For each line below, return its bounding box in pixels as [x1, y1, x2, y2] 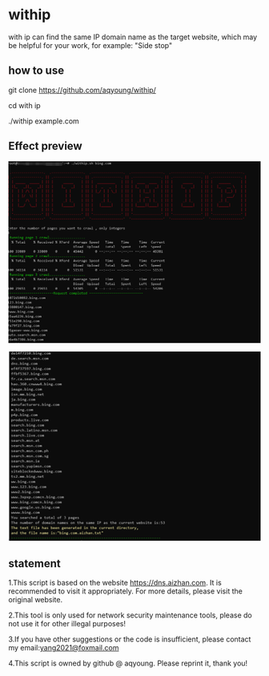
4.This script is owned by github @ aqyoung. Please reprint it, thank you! [8, 658, 248, 668]
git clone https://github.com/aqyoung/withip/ [8, 85, 156, 95]
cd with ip [8, 100, 42, 110]
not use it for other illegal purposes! [8, 619, 126, 629]
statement [8, 557, 62, 570]
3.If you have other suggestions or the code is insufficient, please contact [8, 634, 251, 644]
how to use [8, 64, 65, 78]
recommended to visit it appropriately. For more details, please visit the [8, 586, 243, 596]
